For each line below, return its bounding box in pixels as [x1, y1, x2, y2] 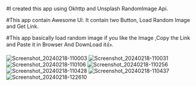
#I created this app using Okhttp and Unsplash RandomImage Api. [6, 5, 169, 12]
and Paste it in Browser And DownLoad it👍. [6, 41, 113, 48]
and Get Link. [6, 23, 39, 30]
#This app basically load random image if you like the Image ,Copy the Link [6, 34, 191, 41]
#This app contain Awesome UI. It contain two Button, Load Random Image [6, 17, 191, 23]
